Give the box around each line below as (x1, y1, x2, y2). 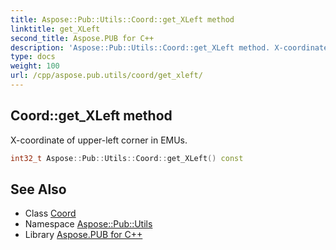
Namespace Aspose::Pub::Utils (24, 218, 153, 230)
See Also (10, 181, 67, 198)
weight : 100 (10, 61, 60, 71)
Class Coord (24, 207, 77, 220)
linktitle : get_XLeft (10, 24, 101, 34)
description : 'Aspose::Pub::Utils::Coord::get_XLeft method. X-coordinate (10, 42, 329, 53)
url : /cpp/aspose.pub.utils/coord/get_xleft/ (10, 71, 203, 81)
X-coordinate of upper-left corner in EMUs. (10, 134, 188, 146)
